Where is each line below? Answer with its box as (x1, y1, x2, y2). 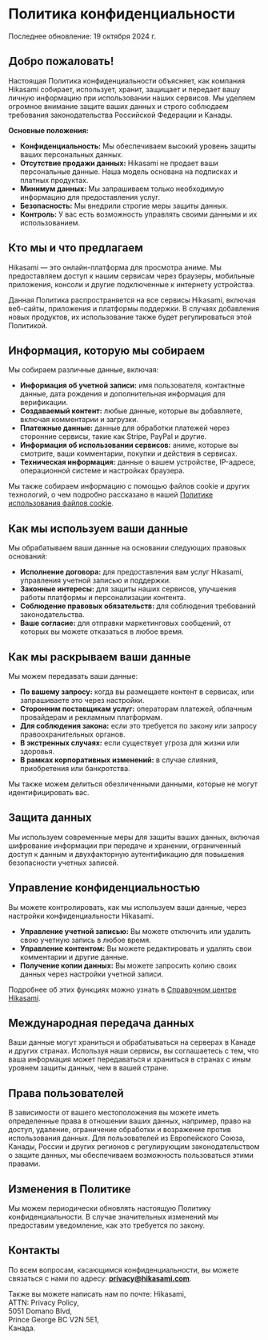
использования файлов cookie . (8, 498, 114, 508)
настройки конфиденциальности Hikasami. (8, 911, 154, 920)
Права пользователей (8, 1086, 124, 1100)
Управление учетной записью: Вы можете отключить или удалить (19, 926, 251, 936)
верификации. (19, 398, 69, 408)
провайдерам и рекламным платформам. (19, 713, 162, 722)
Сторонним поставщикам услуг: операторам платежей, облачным (19, 704, 253, 713)
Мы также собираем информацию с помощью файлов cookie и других (8, 481, 250, 491)
